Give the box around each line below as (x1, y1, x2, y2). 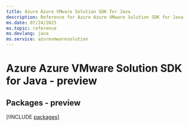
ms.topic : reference (6, 25, 57, 31)
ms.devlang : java (6, 31, 49, 37)
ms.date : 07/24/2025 (6, 20, 57, 25)
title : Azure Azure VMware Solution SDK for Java (6, 8, 131, 15)
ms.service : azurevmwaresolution (6, 36, 89, 42)
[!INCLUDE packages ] (6, 114, 60, 120)
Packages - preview (6, 98, 81, 108)
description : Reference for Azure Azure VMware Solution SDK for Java (6, 14, 184, 20)
